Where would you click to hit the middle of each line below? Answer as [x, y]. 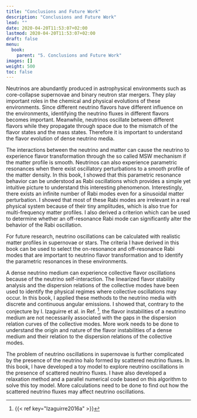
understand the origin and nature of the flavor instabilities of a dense [89, 330]
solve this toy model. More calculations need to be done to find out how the [97, 385]
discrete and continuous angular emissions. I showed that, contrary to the [95, 304]
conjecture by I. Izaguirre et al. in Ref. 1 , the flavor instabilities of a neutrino [96, 311]
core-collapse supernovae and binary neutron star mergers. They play [91, 95]
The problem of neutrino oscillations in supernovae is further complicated [95, 354]
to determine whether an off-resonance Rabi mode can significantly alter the [98, 219]
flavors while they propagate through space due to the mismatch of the [92, 126]
